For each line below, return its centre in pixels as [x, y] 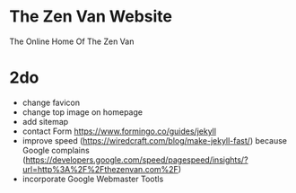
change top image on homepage [83, 112]
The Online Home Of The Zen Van [72, 41]
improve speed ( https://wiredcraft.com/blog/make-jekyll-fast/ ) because [154, 140]
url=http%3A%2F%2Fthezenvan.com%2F [100, 169]
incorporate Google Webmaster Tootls [93, 179]
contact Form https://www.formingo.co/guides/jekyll [119, 131]
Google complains [56, 150]
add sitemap [45, 121]
